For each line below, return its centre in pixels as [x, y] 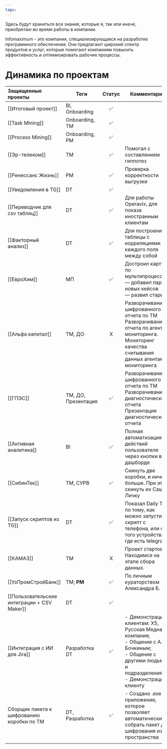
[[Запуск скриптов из [34, 519]
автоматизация [143, 438]
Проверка [137, 169]
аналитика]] [22, 450]
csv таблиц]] [23, 213]
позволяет [137, 712]
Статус [111, 94]
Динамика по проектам [57, 75]
